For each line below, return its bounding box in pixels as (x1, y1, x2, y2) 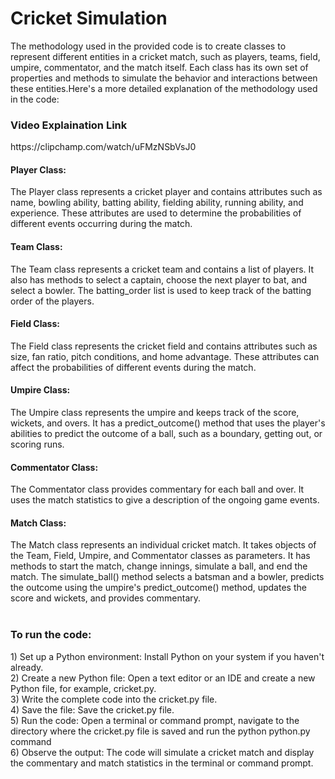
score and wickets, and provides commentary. (10, 592, 202, 604)
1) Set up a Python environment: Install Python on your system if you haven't (10, 650, 325, 662)
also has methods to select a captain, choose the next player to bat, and (10, 273, 308, 286)
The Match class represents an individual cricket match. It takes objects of (10, 539, 317, 551)
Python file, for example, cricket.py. (10, 682, 157, 694)
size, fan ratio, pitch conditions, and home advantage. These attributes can (10, 350, 320, 362)
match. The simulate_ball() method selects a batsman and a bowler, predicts (10, 571, 325, 583)
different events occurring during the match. (10, 218, 193, 230)
